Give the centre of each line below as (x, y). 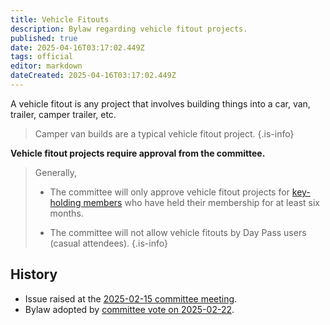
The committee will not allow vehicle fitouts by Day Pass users (178, 232)
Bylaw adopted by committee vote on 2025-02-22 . (129, 309)
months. (66, 213)
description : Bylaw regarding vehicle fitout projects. (129, 29)
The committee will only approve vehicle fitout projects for (169, 192)
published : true (44, 38)
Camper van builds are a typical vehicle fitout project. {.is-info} (164, 133)
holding (65, 202)
